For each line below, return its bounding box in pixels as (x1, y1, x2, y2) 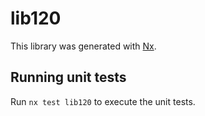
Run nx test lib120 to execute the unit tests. (10, 95, 196, 107)
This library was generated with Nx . (10, 40, 157, 52)
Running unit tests (10, 69, 127, 86)
